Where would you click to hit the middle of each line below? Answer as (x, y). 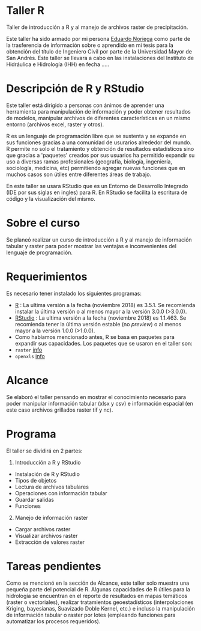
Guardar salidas (34, 499)
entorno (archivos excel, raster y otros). (55, 124)
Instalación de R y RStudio (47, 474)
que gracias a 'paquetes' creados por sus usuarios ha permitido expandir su (100, 155)
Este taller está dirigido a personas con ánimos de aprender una (85, 105)
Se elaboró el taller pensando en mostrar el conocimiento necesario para (96, 397)
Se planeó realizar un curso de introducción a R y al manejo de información (99, 239)
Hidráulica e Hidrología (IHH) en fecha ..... (58, 64)
